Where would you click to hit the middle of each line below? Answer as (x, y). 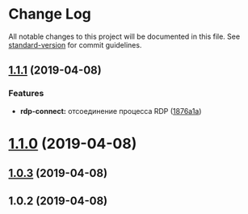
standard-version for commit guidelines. (75, 44)
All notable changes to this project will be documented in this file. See (124, 36)
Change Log (50, 14)
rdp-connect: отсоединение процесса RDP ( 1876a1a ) (111, 111)
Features (26, 94)
